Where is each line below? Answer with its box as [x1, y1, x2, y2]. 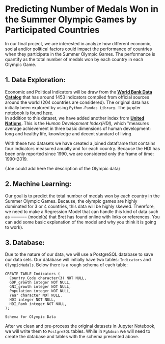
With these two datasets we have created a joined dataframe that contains [5, 140, 156, 146]
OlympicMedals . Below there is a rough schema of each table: [5, 262, 128, 268]
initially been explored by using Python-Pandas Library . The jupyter [5, 104, 141, 110]
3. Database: [5, 238, 45, 247]
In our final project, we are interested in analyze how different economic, [5, 40, 152, 46]
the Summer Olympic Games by [5, 14, 137, 25]
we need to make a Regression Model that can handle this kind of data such [5, 208, 159, 215]
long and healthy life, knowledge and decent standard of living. [5, 130, 133, 136]
